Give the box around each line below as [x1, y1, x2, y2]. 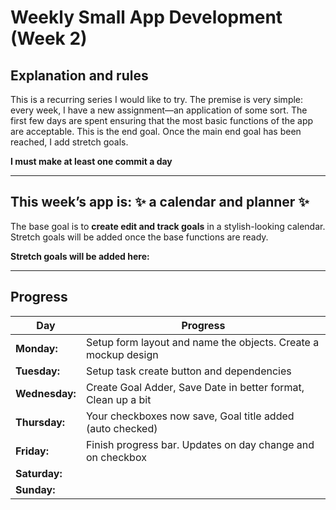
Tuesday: [15, 364, 60, 378]
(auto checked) [85, 421, 158, 435]
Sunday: [15, 482, 56, 496]
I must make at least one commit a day [10, 156, 173, 167]
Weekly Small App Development [10, 6, 283, 29]
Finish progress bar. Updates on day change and [85, 437, 315, 451]
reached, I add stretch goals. [10, 136, 129, 148]
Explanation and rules [10, 67, 149, 84]
